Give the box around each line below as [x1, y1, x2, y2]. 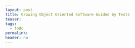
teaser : [5, 16, 22, 21]
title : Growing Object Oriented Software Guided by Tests [5, 12, 130, 17]
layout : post [5, 7, 33, 12]
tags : [5, 21, 17, 26]
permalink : [5, 30, 28, 35]
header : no [5, 35, 28, 40]
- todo [10, 26, 24, 31]
